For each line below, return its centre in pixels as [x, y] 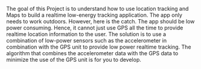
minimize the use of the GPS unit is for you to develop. [74, 60]
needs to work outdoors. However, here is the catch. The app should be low [101, 21]
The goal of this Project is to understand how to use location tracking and [97, 9]
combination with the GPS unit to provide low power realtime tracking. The [99, 47]
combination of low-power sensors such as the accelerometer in [87, 40]
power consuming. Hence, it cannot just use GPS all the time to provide [95, 28]
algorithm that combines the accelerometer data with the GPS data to [92, 53]
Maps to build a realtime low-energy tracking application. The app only [94, 15]
